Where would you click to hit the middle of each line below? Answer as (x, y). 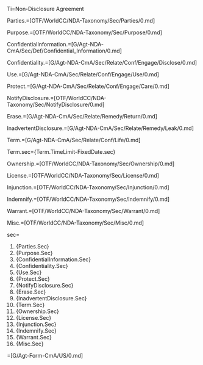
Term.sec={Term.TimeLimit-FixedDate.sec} (61, 152)
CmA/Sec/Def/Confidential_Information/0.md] (65, 51)
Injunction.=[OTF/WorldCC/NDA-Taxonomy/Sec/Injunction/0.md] (88, 187)
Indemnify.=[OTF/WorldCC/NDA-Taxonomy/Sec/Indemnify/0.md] (88, 199)
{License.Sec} (34, 318)
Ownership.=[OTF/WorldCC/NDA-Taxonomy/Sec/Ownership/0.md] (91, 164)
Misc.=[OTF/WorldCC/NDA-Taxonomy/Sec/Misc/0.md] (76, 223)
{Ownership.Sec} (37, 311)
